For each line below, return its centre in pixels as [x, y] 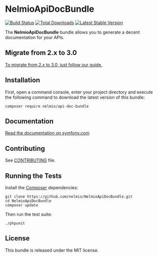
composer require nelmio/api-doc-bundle [47, 106]
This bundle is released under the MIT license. [52, 250]
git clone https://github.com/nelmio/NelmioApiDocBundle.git [69, 197]
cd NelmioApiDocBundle [28, 201]
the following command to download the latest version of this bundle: [75, 97]
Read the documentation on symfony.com [47, 133]
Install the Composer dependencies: [42, 187]
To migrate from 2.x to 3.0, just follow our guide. [54, 64]
